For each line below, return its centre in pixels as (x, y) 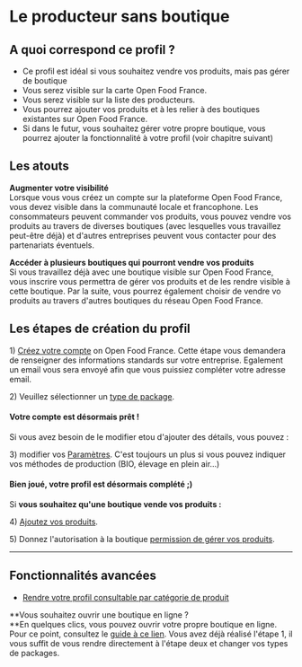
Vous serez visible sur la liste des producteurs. (109, 100)
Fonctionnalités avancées (83, 576)
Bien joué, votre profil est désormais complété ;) (101, 484)
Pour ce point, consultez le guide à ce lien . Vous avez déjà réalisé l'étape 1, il (151, 634)
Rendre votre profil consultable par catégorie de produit (125, 597)
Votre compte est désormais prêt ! (74, 417)
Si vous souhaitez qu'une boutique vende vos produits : (115, 505)
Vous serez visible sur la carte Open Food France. (115, 90)
